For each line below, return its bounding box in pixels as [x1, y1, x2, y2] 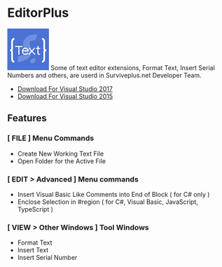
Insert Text [17, 246, 49, 254]
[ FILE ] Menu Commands [7, 133, 95, 143]
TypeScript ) [17, 205, 54, 213]
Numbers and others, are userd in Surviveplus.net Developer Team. [7, 71, 202, 79]
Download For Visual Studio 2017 [17, 84, 113, 93]
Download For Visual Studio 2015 [17, 92, 113, 100]
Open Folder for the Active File [17, 156, 106, 165]
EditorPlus [7, 5, 69, 21]
